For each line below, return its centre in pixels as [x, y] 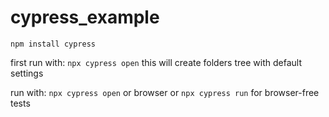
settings [27, 73]
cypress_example [85, 17]
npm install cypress [53, 44]
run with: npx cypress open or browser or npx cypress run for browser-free [165, 92]
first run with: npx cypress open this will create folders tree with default [156, 62]
